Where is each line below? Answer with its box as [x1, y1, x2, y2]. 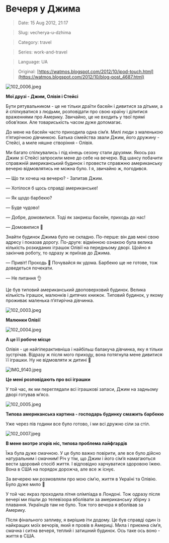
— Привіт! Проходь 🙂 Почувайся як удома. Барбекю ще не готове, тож [6, 259, 158, 265]
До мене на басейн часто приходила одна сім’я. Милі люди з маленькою [6, 129, 163, 135]
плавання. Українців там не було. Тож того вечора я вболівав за [6, 502, 143, 508]
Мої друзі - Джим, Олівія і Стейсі [6, 93, 78, 99]
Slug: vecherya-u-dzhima [18, 29, 71, 35]
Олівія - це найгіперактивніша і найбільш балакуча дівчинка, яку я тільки [6, 346, 163, 352]
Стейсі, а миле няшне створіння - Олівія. [6, 140, 94, 146]
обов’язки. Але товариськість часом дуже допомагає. [6, 119, 122, 125]
